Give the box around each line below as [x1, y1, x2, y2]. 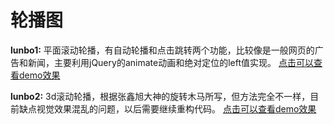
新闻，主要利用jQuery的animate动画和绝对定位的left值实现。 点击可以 [27, 56, 314, 68]
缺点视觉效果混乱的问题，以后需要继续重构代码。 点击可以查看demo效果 [18, 102, 317, 115]
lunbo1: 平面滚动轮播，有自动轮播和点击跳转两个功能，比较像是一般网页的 [10, 44, 315, 56]
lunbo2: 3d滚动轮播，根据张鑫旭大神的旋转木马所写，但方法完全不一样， [10, 90, 311, 102]
